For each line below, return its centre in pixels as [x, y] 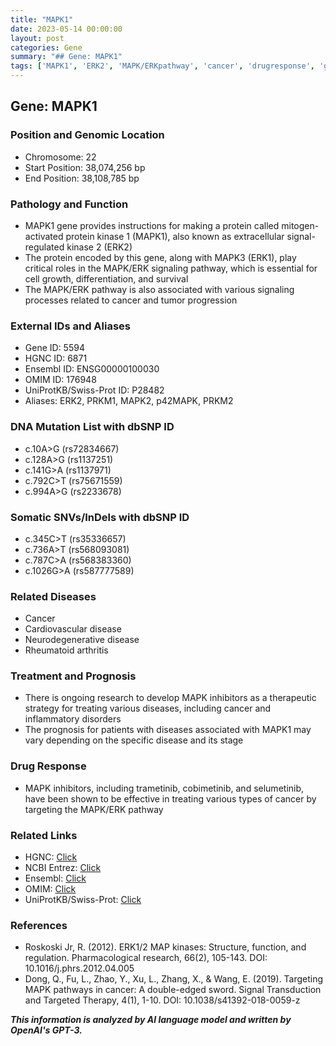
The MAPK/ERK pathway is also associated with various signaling [159, 289]
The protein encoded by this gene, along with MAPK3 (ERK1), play [160, 257]
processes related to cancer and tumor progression [131, 300]
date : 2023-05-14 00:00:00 [66, 29]
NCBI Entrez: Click [63, 868]
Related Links [44, 835]
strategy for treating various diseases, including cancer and [148, 708]
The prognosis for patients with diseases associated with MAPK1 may [168, 730]
